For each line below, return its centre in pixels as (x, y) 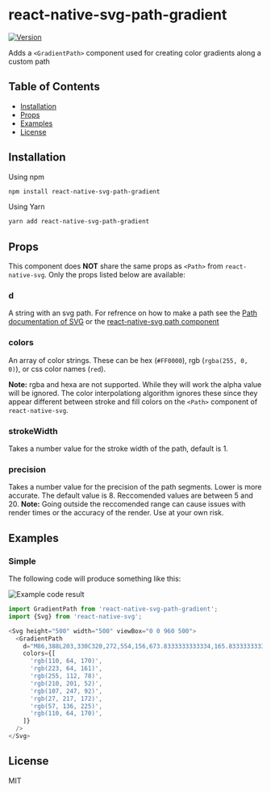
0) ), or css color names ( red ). (57, 369)
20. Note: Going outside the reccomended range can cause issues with (127, 504)
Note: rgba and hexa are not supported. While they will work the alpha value (135, 384)
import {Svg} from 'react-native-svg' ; (75, 616)
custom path (29, 61)
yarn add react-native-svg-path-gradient (79, 222)
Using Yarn (27, 206)
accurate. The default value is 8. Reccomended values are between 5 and (131, 496)
